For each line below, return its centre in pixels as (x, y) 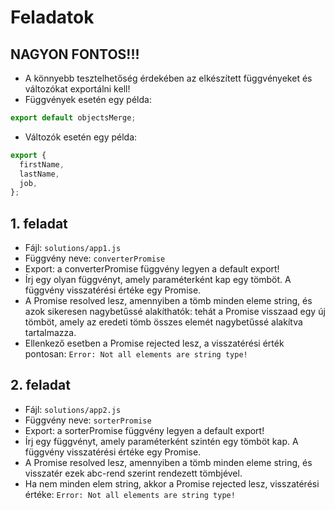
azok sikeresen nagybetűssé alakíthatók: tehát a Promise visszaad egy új (175, 312)
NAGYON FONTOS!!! (75, 54)
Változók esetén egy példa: (81, 137)
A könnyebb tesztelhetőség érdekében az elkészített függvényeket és (168, 78)
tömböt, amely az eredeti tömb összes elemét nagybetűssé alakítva (163, 322)
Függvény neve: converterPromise (95, 258)
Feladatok (52, 17)
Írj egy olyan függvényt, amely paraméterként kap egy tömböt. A (158, 280)
